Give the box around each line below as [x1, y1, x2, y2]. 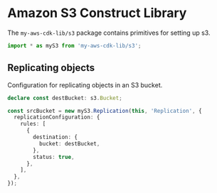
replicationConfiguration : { [14, 114, 100, 121]
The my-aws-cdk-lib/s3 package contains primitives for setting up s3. [7, 28, 211, 37]
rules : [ [20, 121, 46, 128]
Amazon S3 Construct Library [7, 5, 187, 21]
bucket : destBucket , [38, 140, 100, 147]
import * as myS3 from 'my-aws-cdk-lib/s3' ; [7, 42, 142, 49]
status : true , [33, 153, 75, 160]
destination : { [33, 133, 78, 140]
